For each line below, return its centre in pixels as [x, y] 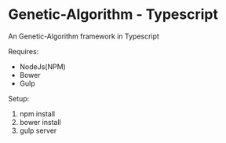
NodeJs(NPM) [43, 66]
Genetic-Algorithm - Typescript [113, 15]
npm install [37, 114]
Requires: [24, 51]
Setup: [19, 98]
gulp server [38, 130]
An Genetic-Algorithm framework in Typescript [84, 36]
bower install [40, 122]
